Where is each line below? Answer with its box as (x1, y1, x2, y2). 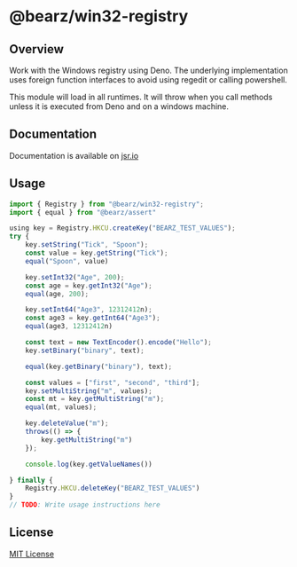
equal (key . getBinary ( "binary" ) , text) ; (25, 362, 173, 371)
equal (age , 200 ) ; (25, 289, 90, 298)
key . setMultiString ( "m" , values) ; (25, 386, 152, 396)
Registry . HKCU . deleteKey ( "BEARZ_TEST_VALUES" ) (25, 484, 200, 493)
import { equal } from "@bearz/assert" (9, 208, 157, 217)
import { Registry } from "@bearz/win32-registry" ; (9, 200, 204, 209)
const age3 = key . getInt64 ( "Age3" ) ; (25, 313, 161, 323)
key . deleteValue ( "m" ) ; (25, 419, 109, 428)
